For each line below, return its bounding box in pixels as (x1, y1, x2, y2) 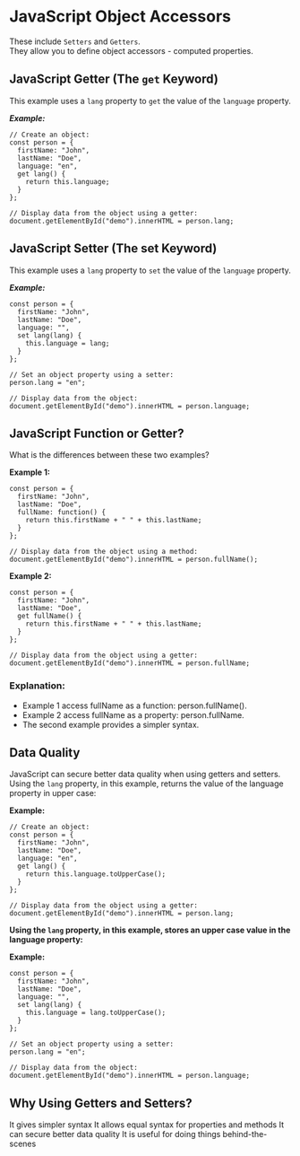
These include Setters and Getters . (9, 36, 141, 47)
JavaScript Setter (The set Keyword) (9, 241, 218, 257)
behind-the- (222, 1129, 268, 1140)
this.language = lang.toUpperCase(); (25, 1008, 167, 1018)
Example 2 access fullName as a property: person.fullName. (21, 709, 244, 720)
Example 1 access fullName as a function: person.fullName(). (21, 700, 248, 711)
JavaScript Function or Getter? (9, 425, 184, 441)
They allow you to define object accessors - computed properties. (9, 45, 253, 56)
